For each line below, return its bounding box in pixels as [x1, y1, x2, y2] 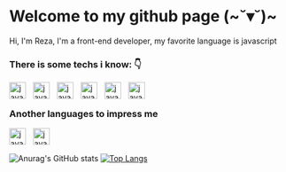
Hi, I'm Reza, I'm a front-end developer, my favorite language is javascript [9, 35, 277, 46]
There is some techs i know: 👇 [9, 58, 142, 70]
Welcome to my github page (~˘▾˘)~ [9, 6, 277, 27]
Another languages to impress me [9, 107, 158, 120]
